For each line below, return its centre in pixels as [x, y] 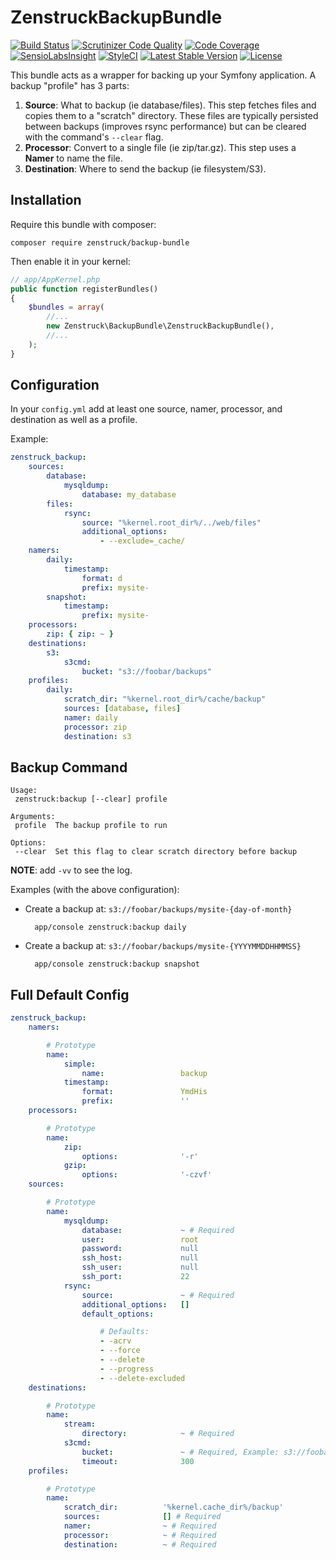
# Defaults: [124, 1332]
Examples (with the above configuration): [95, 890]
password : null [140, 1249]
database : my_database [129, 494]
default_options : [118, 1314]
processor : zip [95, 727]
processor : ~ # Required [140, 1535]
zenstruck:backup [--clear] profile [91, 799]
